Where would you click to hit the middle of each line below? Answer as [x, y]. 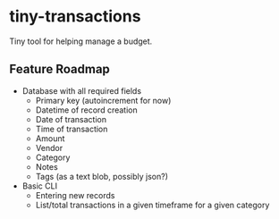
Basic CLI [40, 186]
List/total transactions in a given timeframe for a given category [152, 205]
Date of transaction [71, 119]
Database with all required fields [81, 90]
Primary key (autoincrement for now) [103, 100]
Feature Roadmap [59, 69]
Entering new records [75, 195]
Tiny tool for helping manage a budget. [81, 41]
